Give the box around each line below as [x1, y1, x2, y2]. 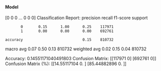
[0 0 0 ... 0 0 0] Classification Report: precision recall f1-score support [5, 15, 148, 21]
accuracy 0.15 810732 [5, 37, 114, 42]
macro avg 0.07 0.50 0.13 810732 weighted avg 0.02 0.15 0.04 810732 [5, 46, 147, 52]
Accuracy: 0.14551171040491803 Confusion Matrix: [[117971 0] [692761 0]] [5, 56, 157, 62]
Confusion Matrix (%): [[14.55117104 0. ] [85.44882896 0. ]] [5, 61, 127, 67]
